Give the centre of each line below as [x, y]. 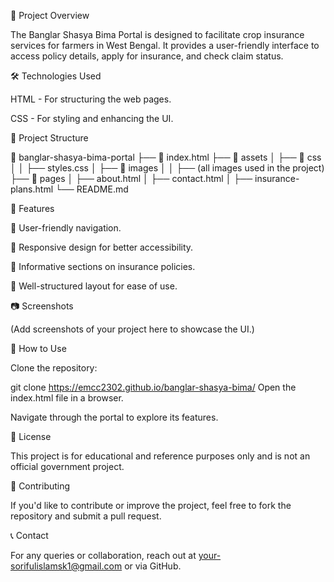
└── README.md [91, 189]
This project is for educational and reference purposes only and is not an [160, 456]
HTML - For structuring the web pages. [91, 99]
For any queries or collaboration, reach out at [103, 555]
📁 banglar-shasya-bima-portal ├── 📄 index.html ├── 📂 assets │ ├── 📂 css [166, 157]
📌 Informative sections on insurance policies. [103, 266]
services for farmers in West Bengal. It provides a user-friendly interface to [165, 45]
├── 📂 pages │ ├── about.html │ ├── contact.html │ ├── [131, 178]
